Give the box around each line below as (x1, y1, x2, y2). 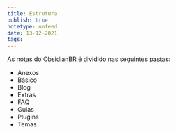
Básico (17, 76, 37, 84)
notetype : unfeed (7, 23, 58, 30)
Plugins (17, 112, 40, 122)
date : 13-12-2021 (7, 29, 58, 37)
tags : (7, 36, 23, 43)
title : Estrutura (7, 10, 58, 17)
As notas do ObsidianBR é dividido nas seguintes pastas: (7, 55, 171, 63)
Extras (17, 91, 36, 99)
